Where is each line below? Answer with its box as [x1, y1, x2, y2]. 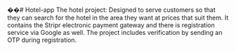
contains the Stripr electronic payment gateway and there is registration [7, 21, 216, 29]
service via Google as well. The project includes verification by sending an [7, 29, 223, 36]
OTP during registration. [7, 36, 77, 44]
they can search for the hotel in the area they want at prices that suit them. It [7, 13, 229, 22]
